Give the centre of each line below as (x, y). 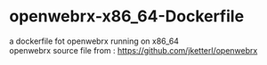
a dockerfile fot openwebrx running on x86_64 (94, 41)
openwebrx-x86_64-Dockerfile (127, 16)
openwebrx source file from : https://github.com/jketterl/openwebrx (133, 50)
